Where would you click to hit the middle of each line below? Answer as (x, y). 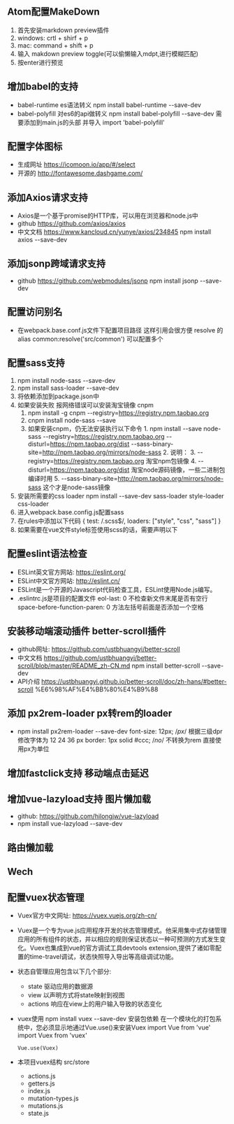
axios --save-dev (42, 240)
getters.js (42, 1083)
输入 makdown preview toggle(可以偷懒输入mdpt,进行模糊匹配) (108, 53)
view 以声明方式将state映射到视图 (76, 995)
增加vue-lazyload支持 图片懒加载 (79, 799)
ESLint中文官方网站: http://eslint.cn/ (68, 581)
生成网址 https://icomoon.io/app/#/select (76, 164)
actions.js (42, 1076)
